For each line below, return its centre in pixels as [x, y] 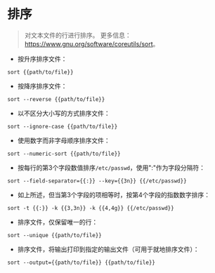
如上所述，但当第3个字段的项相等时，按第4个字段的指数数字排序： [114, 194]
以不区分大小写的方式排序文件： [64, 113]
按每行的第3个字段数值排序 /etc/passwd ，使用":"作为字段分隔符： [111, 167]
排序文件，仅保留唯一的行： [58, 222]
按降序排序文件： [42, 86]
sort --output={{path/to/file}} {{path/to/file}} [82, 262]
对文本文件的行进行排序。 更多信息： [78, 35]
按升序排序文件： [42, 59]
